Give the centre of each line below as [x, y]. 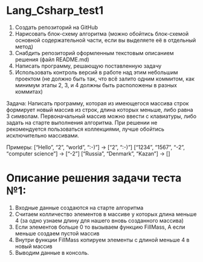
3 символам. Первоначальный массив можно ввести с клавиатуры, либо [101, 116]
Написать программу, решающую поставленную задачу [88, 66]
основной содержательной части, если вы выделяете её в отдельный [105, 40]
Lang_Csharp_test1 [55, 11]
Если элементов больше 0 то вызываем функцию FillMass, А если [100, 227]
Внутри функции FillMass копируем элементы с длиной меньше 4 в [102, 240]
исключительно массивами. [43, 135]
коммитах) [29, 91]
